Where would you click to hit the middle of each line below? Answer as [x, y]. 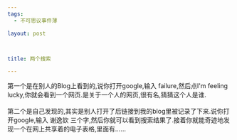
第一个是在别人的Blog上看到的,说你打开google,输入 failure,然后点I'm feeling [118, 86]
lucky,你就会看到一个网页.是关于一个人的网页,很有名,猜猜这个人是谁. [107, 95]
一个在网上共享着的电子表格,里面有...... [70, 129]
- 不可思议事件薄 [36, 21]
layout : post [27, 33]
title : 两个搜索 [29, 59]
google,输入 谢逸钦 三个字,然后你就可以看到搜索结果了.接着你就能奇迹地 [118, 120]
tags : [15, 14]
